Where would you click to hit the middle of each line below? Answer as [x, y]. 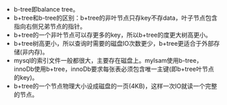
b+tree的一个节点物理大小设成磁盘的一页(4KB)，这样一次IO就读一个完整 [115, 86]
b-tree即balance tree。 [46, 9]
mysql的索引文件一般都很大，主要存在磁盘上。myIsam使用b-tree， [108, 60]
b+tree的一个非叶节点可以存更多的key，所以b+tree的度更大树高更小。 [112, 35]
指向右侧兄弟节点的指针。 [50, 26]
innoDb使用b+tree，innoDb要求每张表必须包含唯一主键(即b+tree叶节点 [114, 69]
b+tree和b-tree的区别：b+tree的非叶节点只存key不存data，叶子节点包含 [116, 18]
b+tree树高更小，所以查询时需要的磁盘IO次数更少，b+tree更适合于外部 [113, 43]
